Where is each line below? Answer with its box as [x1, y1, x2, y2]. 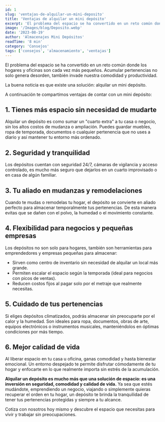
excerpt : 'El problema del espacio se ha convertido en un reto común [5, 21, 153, 26]
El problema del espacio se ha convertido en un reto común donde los [5, 62, 147, 68]
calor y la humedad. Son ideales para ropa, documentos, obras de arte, [5, 318, 149, 324]
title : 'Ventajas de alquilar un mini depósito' [5, 16, 107, 21]
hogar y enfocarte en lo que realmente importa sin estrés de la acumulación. [5, 366, 160, 372]
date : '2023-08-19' [5, 30, 45, 35]
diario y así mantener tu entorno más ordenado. [5, 134, 102, 140]
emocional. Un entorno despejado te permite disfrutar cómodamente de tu [5, 361, 156, 367]
